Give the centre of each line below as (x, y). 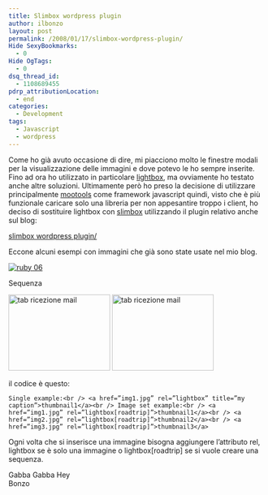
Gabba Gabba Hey (39, 475)
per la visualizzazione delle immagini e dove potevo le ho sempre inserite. (132, 168)
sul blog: (23, 220)
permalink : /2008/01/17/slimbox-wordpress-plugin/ (96, 39)
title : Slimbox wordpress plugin (65, 16)
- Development (39, 114)
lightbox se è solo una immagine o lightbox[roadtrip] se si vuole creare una (134, 450)
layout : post (30, 31)
